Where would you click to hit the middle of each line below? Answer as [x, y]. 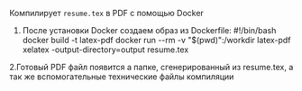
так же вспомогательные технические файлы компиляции [122, 77]
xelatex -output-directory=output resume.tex [105, 50]
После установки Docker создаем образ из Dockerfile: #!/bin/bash [149, 30]
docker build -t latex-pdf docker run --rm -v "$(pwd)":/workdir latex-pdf [156, 40]
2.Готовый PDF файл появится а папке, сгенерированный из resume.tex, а [151, 67]
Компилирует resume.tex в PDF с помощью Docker [107, 13]
